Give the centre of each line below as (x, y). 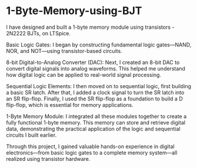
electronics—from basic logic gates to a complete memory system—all (92, 152)
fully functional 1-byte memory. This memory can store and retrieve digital (96, 122)
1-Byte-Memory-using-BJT (74, 11)
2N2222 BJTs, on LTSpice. (39, 33)
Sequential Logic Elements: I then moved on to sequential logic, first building (99, 86)
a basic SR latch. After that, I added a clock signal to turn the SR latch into (95, 92)
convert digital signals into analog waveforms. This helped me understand (96, 68)
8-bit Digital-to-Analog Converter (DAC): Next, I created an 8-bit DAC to (93, 62)
